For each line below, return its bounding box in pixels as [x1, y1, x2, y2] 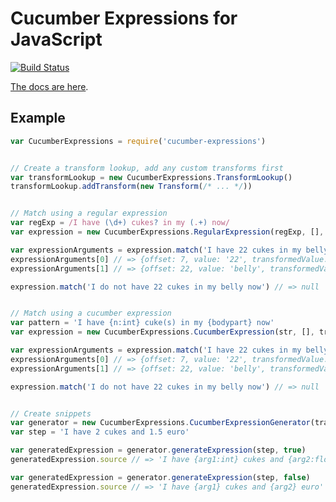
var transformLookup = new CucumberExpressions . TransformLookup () [10, 172, 293, 182]
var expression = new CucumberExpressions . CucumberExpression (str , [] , [10, 327, 315, 337]
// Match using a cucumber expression [10, 308, 172, 319]
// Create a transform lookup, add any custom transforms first [10, 163, 284, 173]
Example [10, 110, 66, 127]
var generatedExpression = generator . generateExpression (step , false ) [10, 472, 311, 482]
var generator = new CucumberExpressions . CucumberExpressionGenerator [10, 418, 311, 428]
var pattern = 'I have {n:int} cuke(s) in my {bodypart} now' [10, 318, 275, 328]
